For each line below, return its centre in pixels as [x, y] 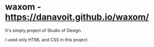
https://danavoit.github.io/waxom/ [77, 17]
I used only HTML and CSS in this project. [47, 39]
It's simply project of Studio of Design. [44, 30]
